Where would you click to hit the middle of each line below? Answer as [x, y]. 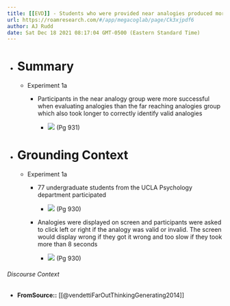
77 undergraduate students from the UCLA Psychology [115, 188]
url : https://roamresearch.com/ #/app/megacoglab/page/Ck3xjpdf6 [101, 20]
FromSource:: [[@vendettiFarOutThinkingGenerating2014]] [101, 295]
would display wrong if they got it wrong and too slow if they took [130, 237]
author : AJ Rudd [30, 26]
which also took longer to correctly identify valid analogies [120, 113]
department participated [72, 195]
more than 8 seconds [67, 244]
